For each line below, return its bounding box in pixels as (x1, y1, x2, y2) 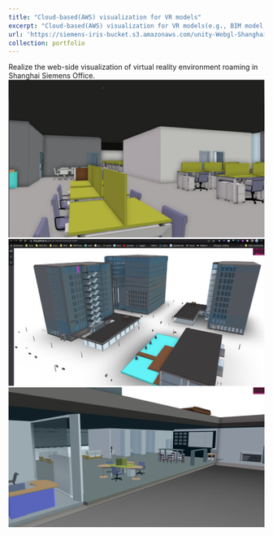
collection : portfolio (8, 39, 85, 47)
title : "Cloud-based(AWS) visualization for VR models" (8, 13, 201, 21)
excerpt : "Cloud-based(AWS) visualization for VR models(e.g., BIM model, (8, 21, 267, 30)
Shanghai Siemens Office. (8, 71, 96, 81)
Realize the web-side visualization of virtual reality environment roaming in (8, 62, 258, 72)
